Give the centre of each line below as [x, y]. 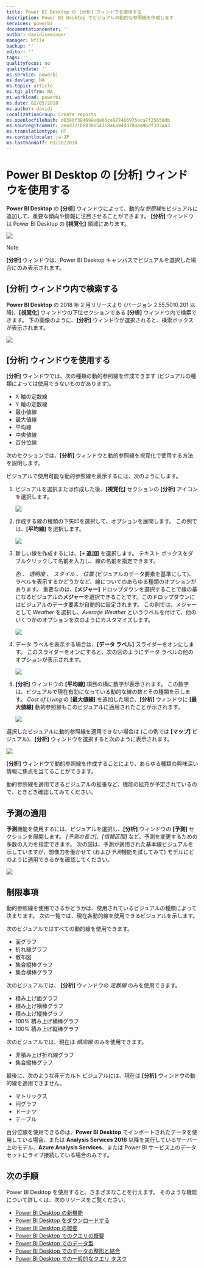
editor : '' [20, 52]
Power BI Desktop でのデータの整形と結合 [68, 1251]
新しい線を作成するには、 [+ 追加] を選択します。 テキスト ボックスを [101, 554]
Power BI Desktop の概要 [46, 1228]
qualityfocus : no [28, 63]
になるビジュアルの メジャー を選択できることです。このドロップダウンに [105, 597]
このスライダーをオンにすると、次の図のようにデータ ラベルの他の [110, 652]
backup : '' [20, 46]
